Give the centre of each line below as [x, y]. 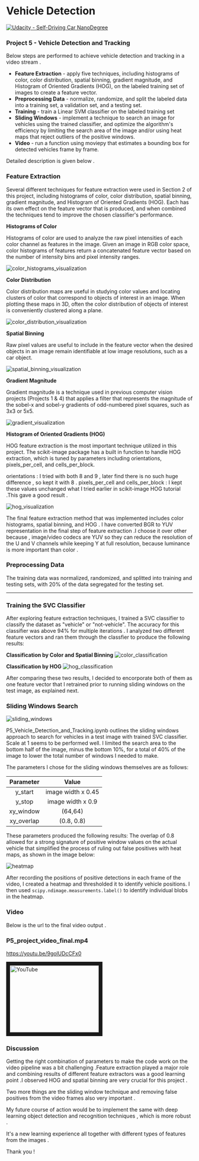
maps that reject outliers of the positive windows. [75, 137]
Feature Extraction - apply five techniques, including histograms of [97, 74]
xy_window [25, 811]
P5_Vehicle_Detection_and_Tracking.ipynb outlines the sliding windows [92, 730]
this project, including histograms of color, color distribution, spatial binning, [99, 196]
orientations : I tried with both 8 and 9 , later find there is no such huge [92, 476]
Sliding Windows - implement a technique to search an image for [94, 118]
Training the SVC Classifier [46, 605]
